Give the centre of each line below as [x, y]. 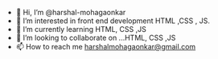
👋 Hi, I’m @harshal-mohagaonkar [71, 12]
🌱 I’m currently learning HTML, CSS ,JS [81, 29]
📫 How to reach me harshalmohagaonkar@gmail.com [106, 47]
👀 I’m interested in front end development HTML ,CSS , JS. [113, 21]
